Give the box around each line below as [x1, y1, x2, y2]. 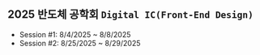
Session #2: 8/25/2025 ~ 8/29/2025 [19, 38, 141, 48]
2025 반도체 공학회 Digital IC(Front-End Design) [7, 7, 254, 22]
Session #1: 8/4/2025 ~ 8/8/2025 [19, 29, 131, 39]
